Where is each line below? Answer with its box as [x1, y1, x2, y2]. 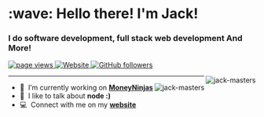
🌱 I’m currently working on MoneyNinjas [19, 83, 153, 93]
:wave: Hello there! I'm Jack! [8, 5, 199, 23]
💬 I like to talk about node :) [19, 91, 112, 101]
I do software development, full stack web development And [8, 33, 243, 44]
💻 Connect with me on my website [19, 100, 137, 110]
